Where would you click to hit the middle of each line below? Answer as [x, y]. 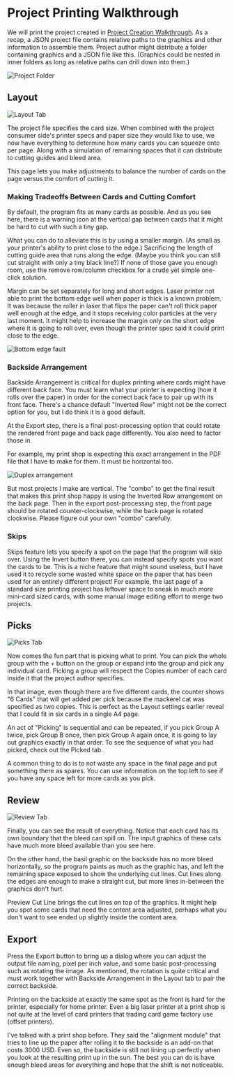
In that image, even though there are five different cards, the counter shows [116, 692]
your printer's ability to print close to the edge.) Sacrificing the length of [110, 248]
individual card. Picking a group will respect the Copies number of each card [117, 671]
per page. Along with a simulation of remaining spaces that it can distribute [115, 150]
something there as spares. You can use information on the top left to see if [115, 771]
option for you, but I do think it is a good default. [76, 412]
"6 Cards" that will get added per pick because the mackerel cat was [106, 699]
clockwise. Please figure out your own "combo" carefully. [89, 518]
